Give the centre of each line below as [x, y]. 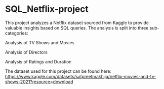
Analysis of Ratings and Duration [38, 61]
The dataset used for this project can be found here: [58, 71]
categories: [17, 33]
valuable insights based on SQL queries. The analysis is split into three [77, 28]
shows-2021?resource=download [39, 82]
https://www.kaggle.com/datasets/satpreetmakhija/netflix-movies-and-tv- [81, 76]
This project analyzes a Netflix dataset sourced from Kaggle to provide [77, 23]
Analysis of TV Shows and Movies [40, 42]
